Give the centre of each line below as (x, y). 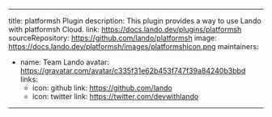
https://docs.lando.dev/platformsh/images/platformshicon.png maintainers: (134, 46)
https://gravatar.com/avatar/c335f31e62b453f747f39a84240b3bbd (133, 71)
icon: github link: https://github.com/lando (102, 88)
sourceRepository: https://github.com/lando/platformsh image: (113, 38)
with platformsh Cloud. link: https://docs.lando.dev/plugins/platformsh (125, 29)
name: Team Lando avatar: (64, 62)
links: (29, 79)
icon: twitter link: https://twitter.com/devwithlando (115, 96)
